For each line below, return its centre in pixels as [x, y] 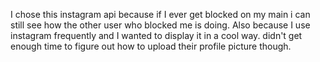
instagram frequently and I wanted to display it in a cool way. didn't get [156, 35]
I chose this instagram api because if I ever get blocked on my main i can [160, 14]
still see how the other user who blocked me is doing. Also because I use [160, 25]
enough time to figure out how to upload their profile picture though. [151, 46]
